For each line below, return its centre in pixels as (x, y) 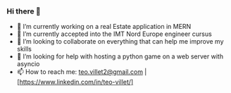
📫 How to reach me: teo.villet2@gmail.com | (82, 72)
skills (24, 49)
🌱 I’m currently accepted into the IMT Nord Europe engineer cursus (114, 34)
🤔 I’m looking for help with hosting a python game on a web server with (120, 56)
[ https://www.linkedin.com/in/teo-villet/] (75, 82)
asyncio (28, 64)
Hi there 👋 (24, 11)
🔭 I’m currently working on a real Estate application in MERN (104, 27)
